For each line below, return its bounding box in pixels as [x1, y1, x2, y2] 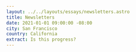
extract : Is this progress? [6, 36, 77, 42]
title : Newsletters [6, 14, 55, 20]
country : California [6, 31, 58, 37]
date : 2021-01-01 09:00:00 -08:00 [6, 20, 93, 26]
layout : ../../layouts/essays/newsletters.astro [6, 8, 130, 15]
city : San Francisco [6, 25, 58, 32]
